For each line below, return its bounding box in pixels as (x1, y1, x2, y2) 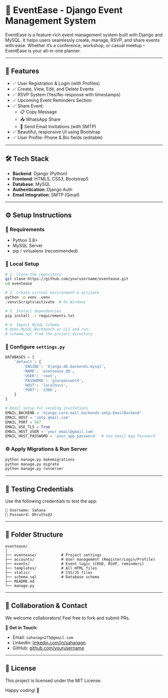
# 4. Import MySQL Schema (5, 322, 59, 327)
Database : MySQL (12, 181, 51, 187)
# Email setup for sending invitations (5, 406, 88, 411)
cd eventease (5, 281, 32, 286)
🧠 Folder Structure (5, 531, 63, 539)
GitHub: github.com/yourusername (12, 645, 84, 651)
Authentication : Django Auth (12, 186, 72, 192)
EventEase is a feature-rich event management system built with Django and (5, 32, 163, 38)
